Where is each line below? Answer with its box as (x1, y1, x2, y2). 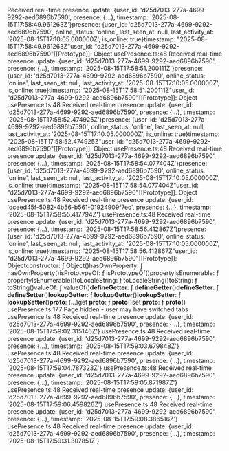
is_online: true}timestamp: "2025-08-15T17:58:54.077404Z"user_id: (7, 181, 199, 189)
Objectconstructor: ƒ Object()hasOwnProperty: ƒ (7, 261, 143, 269)
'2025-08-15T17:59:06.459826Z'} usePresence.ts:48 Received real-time (7, 400, 213, 408)
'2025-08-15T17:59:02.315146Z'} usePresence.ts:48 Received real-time (7, 327, 210, 335)
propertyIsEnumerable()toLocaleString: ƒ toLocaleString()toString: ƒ (7, 276, 197, 284)
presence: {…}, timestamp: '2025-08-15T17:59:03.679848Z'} (7, 342, 180, 350)
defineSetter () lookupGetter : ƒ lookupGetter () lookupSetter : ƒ (7, 291, 181, 298)
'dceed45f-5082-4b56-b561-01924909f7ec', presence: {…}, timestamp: (7, 203, 212, 211)
